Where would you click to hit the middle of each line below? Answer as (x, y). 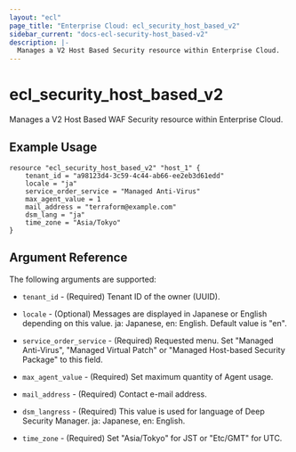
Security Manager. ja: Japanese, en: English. (104, 421)
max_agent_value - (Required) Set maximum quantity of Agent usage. (148, 376)
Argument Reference (68, 258)
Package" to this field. (63, 359)
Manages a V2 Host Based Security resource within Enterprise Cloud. (148, 51)
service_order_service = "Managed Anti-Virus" (113, 191)
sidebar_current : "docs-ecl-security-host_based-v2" (109, 34)
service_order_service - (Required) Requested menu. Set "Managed (148, 341)
